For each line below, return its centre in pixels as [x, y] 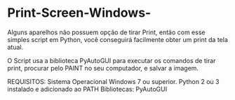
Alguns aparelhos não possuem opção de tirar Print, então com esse [106, 32]
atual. [15, 47]
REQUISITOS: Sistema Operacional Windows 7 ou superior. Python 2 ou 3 [113, 81]
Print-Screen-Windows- [79, 13]
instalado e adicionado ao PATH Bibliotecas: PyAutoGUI [87, 89]
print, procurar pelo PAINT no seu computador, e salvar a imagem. [103, 68]
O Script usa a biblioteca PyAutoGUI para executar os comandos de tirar [112, 60]
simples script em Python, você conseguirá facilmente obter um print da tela [117, 39]
